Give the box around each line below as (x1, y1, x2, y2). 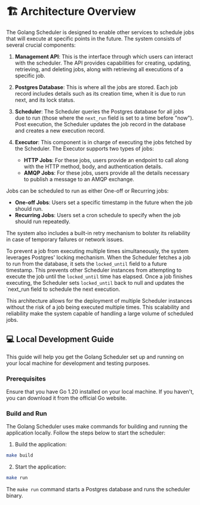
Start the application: (14, 463, 67, 470)
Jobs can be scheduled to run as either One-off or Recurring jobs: (6, 187, 169, 194)
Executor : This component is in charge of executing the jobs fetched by (14, 138, 192, 145)
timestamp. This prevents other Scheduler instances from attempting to (6, 266, 182, 273)
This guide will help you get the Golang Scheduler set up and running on (6, 353, 184, 360)
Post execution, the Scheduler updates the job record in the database (14, 120, 186, 127)
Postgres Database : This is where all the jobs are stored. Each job (14, 83, 178, 90)
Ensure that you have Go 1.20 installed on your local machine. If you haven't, (6, 388, 194, 396)
